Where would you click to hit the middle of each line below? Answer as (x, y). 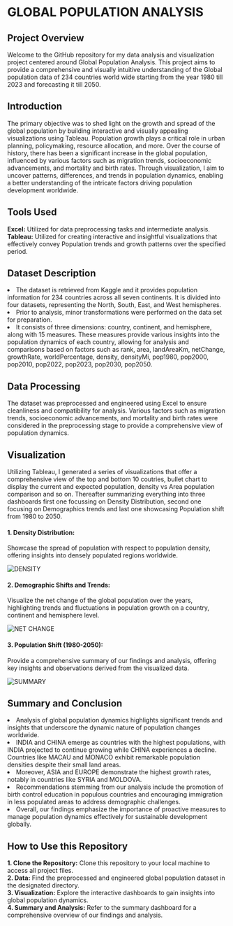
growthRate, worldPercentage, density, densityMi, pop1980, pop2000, (108, 357)
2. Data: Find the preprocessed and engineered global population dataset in (116, 878)
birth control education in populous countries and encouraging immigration (115, 795)
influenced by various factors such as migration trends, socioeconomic (109, 160)
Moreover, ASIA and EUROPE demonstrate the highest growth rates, (114, 772)
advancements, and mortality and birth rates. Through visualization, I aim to (116, 168)
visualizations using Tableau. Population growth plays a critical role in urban (116, 138)
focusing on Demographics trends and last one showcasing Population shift (116, 509)
